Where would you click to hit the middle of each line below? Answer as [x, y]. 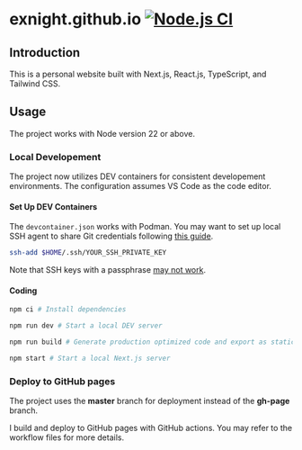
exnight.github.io [75, 19]
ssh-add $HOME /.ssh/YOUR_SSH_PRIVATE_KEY [88, 253]
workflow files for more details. [67, 437]
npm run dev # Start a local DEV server [86, 326]
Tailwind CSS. [35, 84]
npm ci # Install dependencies [68, 310]
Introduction [45, 53]
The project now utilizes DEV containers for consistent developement [138, 176]
